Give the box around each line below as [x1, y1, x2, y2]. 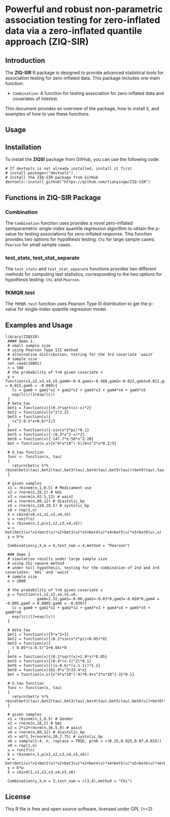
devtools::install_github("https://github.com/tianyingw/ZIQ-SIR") [5, 179, 151, 185]
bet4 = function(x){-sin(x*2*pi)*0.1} [7, 428, 90, 433]
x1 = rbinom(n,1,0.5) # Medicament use [7, 485, 92, 491]
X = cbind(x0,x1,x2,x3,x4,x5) [7, 512, 71, 517]
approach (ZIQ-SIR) [5, 36, 89, 48]
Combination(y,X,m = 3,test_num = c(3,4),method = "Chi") [7, 778, 133, 784]
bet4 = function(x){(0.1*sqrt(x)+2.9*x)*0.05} [7, 654, 108, 660]
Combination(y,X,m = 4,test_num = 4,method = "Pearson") [7, 543, 130, 548]
